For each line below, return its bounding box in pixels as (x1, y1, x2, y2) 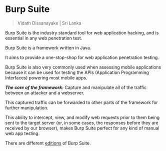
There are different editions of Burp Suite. (5, 140, 91, 146)
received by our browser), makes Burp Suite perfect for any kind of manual (5, 125, 159, 131)
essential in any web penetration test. (5, 35, 82, 41)
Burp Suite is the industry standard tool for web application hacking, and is (5, 29, 159, 35)
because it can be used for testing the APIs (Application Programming (5, 69, 149, 75)
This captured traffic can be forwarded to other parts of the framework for (5, 99, 158, 105)
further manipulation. (5, 104, 48, 110)
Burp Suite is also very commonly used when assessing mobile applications (5, 64, 161, 70)
